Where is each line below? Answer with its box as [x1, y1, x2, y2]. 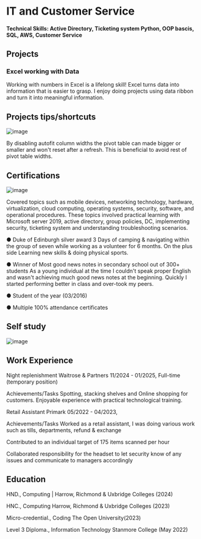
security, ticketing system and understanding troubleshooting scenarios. [6, 224, 188, 232]
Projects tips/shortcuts [6, 112, 96, 122]
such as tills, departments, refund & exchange [6, 426, 122, 434]
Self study [6, 321, 46, 332]
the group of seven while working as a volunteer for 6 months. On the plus [6, 243, 193, 250]
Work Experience [6, 355, 74, 366]
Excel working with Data [6, 67, 80, 76]
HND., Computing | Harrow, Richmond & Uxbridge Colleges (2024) [6, 490, 174, 498]
